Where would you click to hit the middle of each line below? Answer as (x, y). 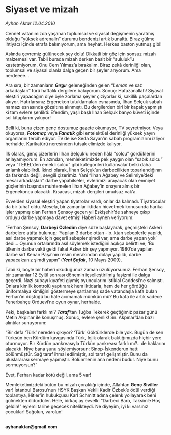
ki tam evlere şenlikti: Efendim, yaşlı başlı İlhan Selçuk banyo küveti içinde (82, 112)
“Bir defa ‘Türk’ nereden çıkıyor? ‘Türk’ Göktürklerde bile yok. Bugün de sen (84, 332)
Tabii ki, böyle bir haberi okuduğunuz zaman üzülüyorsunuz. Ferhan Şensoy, (85, 269)
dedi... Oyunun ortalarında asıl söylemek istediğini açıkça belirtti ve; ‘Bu (80, 243)
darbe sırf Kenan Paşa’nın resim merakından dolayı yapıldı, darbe (73, 254)
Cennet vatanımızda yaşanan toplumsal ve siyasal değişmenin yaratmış (80, 33)
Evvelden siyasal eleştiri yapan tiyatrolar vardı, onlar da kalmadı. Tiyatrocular (85, 201)
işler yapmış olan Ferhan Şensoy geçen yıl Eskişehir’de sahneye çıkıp (78, 212)
